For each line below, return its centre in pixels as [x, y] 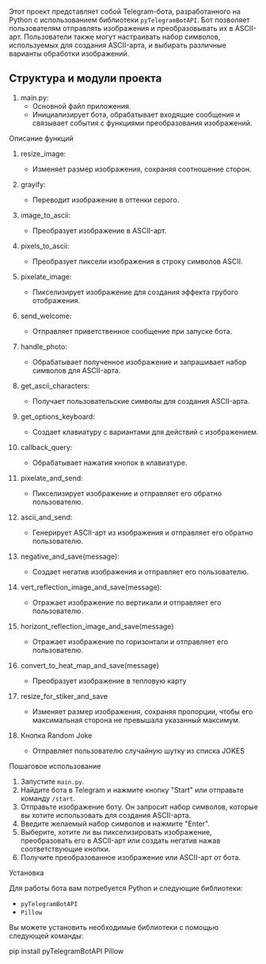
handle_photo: [44, 346]
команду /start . [48, 798]
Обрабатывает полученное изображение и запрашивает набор [139, 362]
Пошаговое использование [55, 766]
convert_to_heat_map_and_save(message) [89, 665]
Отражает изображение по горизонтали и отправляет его [130, 641]
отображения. [56, 300]
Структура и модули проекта [85, 79]
